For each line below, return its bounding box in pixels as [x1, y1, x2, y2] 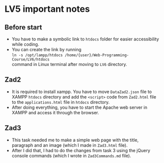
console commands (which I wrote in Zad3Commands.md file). [11, 153, 131, 159]
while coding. [11, 41, 39, 47]
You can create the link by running [11, 47, 82, 52]
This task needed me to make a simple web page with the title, [11, 137, 139, 143]
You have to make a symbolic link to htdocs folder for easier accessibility [11, 36, 160, 42]
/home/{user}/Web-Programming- [65, 53, 129, 58]
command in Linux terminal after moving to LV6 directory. [11, 62, 128, 67]
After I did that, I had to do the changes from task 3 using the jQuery [11, 147, 151, 153]
